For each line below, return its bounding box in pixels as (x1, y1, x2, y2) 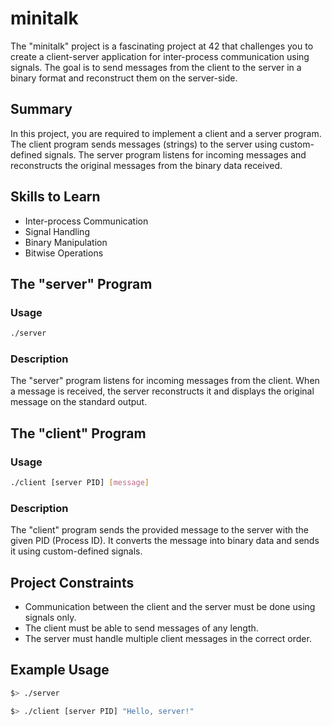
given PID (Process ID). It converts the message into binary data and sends (10, 535, 320, 547)
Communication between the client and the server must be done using (24, 601, 316, 613)
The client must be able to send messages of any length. (24, 622, 259, 634)
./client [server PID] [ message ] (10, 478, 150, 488)
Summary (10, 101, 73, 118)
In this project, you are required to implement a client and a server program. (10, 127, 322, 139)
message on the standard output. (10, 396, 148, 408)
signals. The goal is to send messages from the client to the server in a (10, 61, 302, 73)
